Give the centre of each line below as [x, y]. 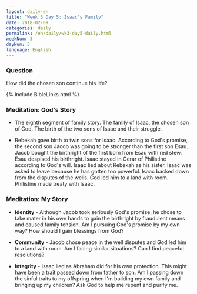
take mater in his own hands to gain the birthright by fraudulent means [100, 218]
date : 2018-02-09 [27, 22]
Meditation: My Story [37, 199]
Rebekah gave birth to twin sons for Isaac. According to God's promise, [101, 140]
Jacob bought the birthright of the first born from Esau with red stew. [98, 153]
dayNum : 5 [18, 45]
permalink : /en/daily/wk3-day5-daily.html [59, 34]
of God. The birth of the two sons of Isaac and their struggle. [88, 129]
